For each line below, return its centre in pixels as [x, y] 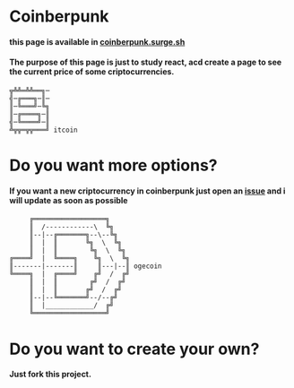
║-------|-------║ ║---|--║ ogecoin [86, 266]
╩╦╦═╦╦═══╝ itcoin [43, 130]
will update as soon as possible [69, 200]
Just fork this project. [51, 375]
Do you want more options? [113, 165]
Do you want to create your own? [134, 349]
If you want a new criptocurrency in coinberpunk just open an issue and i [147, 191]
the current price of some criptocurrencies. [92, 72]
